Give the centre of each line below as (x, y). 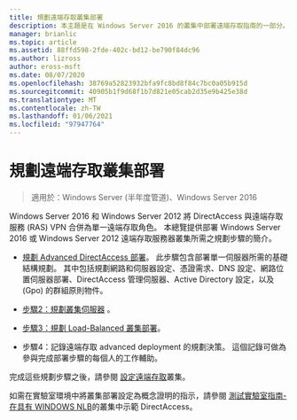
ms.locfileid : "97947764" (57, 125)
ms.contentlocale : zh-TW (55, 108)
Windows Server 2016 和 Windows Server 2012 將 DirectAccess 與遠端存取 (146, 216)
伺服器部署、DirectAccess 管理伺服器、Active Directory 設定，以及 (152, 279)
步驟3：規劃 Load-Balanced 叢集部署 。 (94, 328)
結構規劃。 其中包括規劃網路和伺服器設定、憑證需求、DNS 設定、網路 (149, 268)
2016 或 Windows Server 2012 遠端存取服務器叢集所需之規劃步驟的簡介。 (143, 238)
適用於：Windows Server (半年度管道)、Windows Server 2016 (144, 197)
